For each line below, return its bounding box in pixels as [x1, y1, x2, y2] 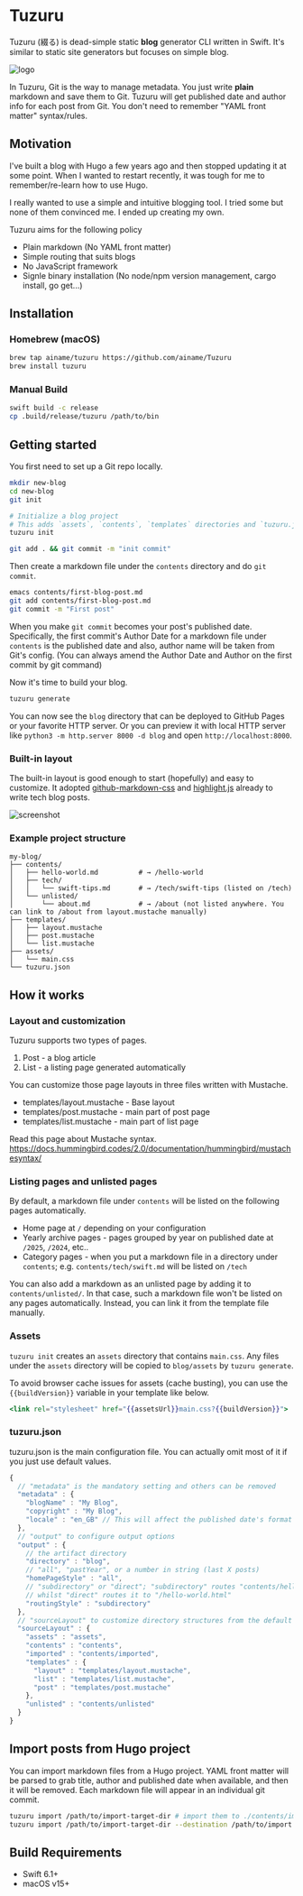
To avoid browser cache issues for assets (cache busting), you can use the [9, 1377, 289, 1388]
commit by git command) [9, 659, 103, 670]
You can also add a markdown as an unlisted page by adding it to [9, 1278, 252, 1290]
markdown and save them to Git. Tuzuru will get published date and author [9, 91, 287, 102]
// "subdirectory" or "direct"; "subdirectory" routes [25, 1582, 236, 1592]
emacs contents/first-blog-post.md [9, 588, 143, 597]
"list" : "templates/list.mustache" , [32, 1674, 176, 1683]
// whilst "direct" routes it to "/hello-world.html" [25, 1590, 232, 1599]
